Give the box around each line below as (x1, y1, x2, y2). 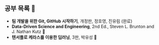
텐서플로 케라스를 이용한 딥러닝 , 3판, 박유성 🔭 (11, 34, 97, 40)
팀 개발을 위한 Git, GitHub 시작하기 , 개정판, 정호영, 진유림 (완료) (11, 18, 133, 24)
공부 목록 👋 (4, 4, 36, 13)
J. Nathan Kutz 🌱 (11, 28, 46, 34)
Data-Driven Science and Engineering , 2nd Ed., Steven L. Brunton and (11, 23, 154, 29)
